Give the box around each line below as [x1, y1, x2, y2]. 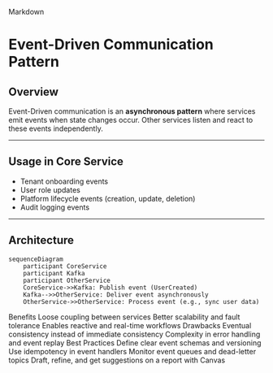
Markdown [8, 7, 45, 16]
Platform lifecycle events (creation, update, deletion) [19, 193, 196, 203]
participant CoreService [23, 262, 107, 271]
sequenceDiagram [8, 255, 63, 263]
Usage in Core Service [8, 154, 124, 169]
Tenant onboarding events [19, 176, 109, 186]
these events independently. [8, 124, 103, 133]
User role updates [19, 184, 81, 194]
